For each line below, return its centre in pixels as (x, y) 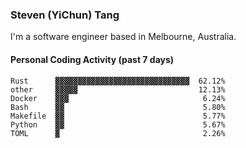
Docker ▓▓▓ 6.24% (118, 98)
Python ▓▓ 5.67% (118, 124)
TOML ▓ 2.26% (118, 133)
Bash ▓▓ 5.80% (118, 107)
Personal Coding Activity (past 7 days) (92, 59)
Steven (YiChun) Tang (65, 15)
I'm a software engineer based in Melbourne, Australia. (123, 37)
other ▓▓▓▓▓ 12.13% (118, 89)
